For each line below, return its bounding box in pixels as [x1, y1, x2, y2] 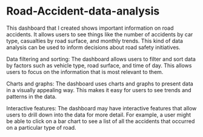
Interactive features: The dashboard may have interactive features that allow [6, 104, 197, 112]
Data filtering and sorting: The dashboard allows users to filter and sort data [6, 55, 196, 62]
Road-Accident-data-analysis [6, 4, 160, 18]
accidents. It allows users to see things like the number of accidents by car [6, 30, 193, 38]
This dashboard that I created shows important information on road [6, 24, 174, 32]
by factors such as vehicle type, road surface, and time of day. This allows [6, 62, 192, 69]
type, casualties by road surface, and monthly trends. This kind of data [6, 37, 184, 44]
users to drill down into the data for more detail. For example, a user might [6, 111, 191, 118]
